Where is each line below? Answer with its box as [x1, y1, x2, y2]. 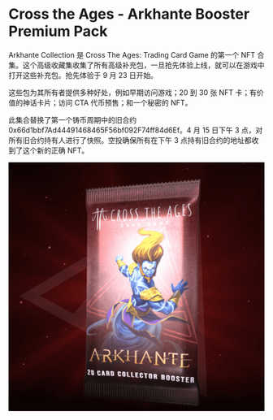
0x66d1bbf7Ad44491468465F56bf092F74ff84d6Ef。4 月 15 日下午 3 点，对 [8, 125, 263, 135]
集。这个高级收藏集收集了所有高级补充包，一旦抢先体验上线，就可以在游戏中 [8, 60, 265, 70]
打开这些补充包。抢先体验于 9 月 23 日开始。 [8, 70, 158, 80]
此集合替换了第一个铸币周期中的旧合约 [8, 115, 136, 124]
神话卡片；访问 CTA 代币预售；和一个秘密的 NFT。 [22, 97, 193, 107]
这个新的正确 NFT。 [22, 145, 89, 155]
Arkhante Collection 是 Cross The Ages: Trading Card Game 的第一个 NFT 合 [8, 50, 265, 59]
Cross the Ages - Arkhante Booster [8, 5, 250, 24]
